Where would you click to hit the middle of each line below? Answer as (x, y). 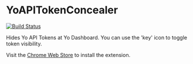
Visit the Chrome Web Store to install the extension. (68, 55)
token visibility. (24, 44)
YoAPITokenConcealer (62, 10)
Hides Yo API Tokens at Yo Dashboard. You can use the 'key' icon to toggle (97, 37)
